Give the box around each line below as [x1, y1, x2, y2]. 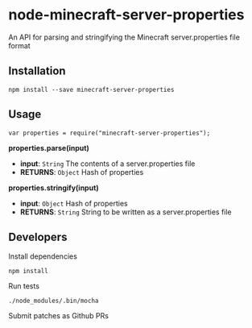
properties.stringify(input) [8, 183, 99, 193]
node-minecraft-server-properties [8, 6, 245, 24]
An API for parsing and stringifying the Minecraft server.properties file [8, 32, 240, 42]
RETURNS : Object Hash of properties [19, 167, 144, 176]
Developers [8, 230, 68, 243]
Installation [8, 64, 66, 78]
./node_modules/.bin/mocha [8, 297, 99, 305]
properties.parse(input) [8, 143, 90, 152]
